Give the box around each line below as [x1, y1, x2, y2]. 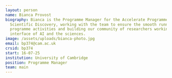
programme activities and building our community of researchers [10, 27, 153, 32]
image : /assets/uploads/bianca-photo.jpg [5, 36, 95, 42]
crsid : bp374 [5, 46, 33, 51]
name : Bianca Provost [5, 12, 52, 17]
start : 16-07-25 [5, 50, 40, 55]
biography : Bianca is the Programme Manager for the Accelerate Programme [5, 17, 168, 22]
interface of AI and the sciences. [10, 31, 86, 36]
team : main [5, 65, 29, 70]
